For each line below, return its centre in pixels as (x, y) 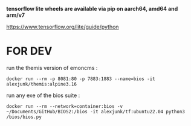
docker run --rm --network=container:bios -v (64, 106)
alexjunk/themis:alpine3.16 (42, 84)
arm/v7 (16, 15)
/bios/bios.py (24, 117)
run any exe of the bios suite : (43, 95)
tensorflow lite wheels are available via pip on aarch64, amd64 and (92, 9)
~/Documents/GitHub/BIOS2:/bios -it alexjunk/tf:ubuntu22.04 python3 (96, 112)
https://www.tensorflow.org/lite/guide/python (63, 27)
